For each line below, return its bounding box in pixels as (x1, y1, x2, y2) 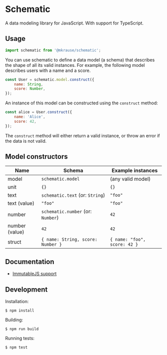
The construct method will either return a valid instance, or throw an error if (5, 132, 160, 138)
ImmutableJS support (12, 271, 57, 277)
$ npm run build (5, 327, 39, 332)
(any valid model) (110, 176, 151, 183)
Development (5, 285, 48, 294)
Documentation (5, 257, 55, 266)
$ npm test (5, 345, 28, 350)
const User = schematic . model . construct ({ (5, 77, 94, 82)
